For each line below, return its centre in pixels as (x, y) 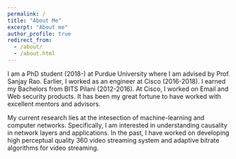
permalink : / (27, 14)
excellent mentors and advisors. (54, 104)
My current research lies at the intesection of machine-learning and (106, 117)
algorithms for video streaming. (53, 148)
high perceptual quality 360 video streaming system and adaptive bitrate (113, 140)
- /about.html (34, 54)
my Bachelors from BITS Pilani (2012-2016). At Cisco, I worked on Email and (118, 89)
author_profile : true (39, 34)
